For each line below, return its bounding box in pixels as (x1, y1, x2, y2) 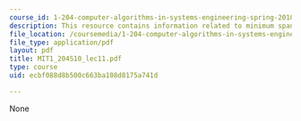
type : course (9, 63, 58, 72)
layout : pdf (9, 46, 54, 55)
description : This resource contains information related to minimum (9, 21, 275, 30)
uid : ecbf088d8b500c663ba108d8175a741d (9, 71, 159, 80)
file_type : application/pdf (9, 37, 115, 47)
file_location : (9, 29, 66, 38)
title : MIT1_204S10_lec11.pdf (9, 54, 123, 63)
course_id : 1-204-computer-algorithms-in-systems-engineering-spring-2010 (9, 12, 295, 22)
